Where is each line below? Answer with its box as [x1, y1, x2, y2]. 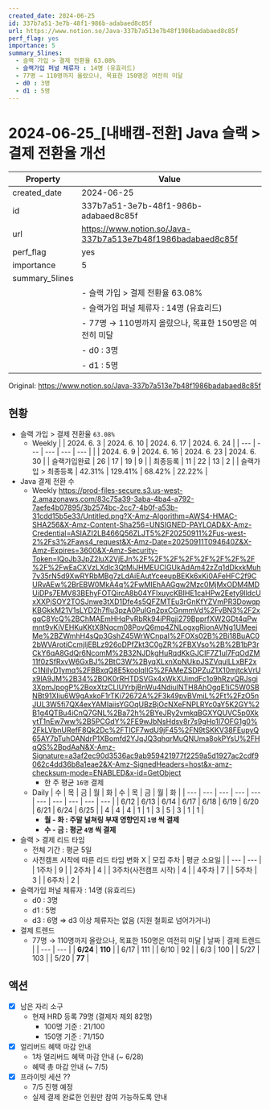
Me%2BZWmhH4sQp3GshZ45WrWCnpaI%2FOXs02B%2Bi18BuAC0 [31, 631, 260, 641]
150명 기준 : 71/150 [43, 1032, 104, 1041]
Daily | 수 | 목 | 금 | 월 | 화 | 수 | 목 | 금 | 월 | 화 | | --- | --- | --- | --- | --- [31, 788, 261, 797]
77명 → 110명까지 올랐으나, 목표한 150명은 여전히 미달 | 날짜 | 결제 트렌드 [31, 936, 261, 946]
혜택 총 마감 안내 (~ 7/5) [31, 1062, 108, 1072]
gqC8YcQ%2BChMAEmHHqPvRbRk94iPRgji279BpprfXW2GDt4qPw [31, 614, 258, 624]
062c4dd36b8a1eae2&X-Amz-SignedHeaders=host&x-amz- [31, 759, 233, 769]
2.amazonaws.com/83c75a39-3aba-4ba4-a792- [31, 494, 194, 504]
